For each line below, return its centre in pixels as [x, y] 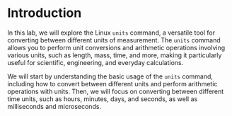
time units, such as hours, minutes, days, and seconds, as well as [103, 99]
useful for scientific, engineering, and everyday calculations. [95, 62]
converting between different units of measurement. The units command [114, 40]
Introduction [45, 13]
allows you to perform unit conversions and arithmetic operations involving [116, 47]
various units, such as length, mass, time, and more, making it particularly [115, 55]
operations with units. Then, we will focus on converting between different [116, 91]
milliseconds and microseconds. [54, 106]
